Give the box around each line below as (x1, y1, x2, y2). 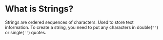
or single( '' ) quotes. (5, 29, 46, 35)
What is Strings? (5, 3, 74, 14)
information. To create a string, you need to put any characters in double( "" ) (5, 24, 159, 30)
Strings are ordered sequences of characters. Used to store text (5, 19, 134, 25)
